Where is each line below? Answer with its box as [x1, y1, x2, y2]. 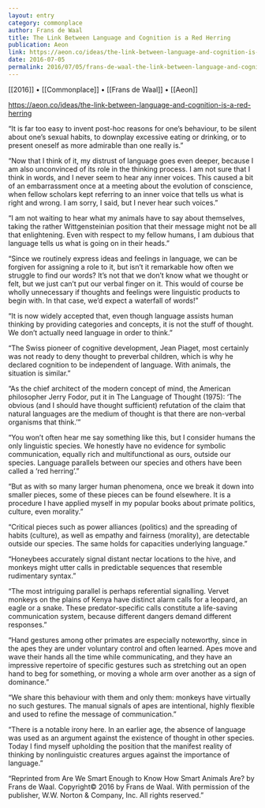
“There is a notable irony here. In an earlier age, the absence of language [8, 724, 246, 734]
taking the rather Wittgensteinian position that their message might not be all [8, 221, 257, 231]
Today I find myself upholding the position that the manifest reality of [8, 741, 233, 751]
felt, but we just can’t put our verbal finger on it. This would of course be [8, 278, 244, 289]
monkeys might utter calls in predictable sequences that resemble [8, 562, 222, 572]
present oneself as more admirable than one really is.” [8, 140, 184, 150]
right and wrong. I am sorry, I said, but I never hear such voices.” [8, 198, 218, 207]
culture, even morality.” [8, 507, 84, 516]
